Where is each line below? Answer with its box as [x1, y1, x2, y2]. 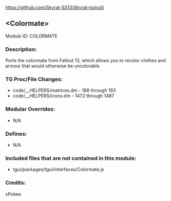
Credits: [5, 179, 26, 187]
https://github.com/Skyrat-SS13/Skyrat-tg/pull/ [5, 5, 104, 10]
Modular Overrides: [5, 105, 55, 113]
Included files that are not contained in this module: [5, 154, 137, 161]
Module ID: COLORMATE [5, 33, 58, 39]
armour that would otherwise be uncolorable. [5, 63, 101, 69]
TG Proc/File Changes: [5, 76, 63, 83]
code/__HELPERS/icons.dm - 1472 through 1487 [12, 93, 115, 99]
